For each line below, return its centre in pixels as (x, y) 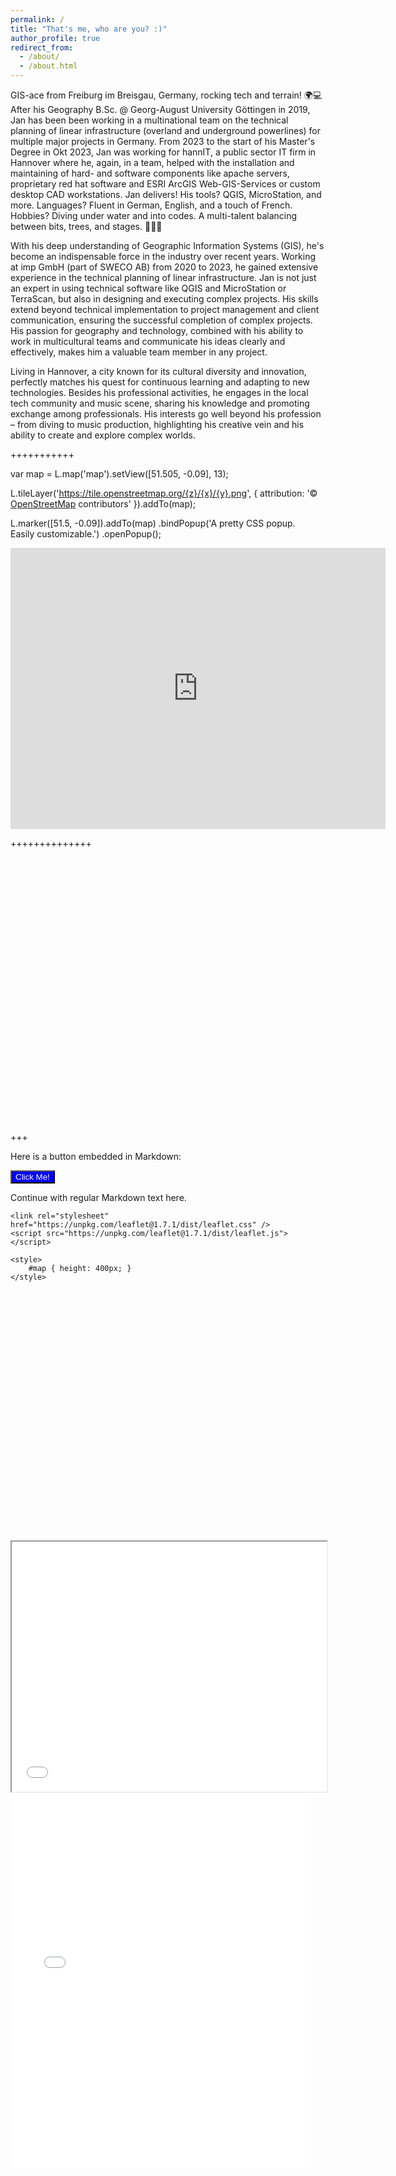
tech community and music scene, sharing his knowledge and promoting (160, 403)
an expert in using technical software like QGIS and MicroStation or (148, 288)
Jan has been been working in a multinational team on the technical (149, 120)
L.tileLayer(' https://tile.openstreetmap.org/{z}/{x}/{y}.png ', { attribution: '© (164, 493)
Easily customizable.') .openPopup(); (86, 534)
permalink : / (37, 19)
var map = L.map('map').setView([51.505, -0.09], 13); (119, 474)
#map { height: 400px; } (80, 1269)
